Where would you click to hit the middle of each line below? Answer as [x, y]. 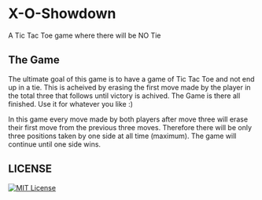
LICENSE [30, 169]
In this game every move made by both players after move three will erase [128, 119]
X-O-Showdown [62, 14]
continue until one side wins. [54, 144]
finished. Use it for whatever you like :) [71, 104]
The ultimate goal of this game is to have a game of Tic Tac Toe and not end [131, 78]
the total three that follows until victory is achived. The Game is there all [124, 96]
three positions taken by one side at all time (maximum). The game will [122, 136]
